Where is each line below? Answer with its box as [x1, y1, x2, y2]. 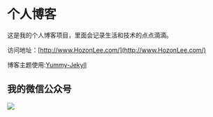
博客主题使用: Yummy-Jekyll [7, 60, 87, 69]
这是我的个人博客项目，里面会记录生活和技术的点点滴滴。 [7, 31, 172, 39]
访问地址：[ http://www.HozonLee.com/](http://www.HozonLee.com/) [7, 46, 206, 54]
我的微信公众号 [7, 83, 72, 95]
